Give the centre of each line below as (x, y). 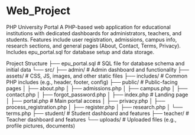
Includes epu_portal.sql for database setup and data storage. (80, 52)
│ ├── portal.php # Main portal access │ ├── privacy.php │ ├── (86, 100)
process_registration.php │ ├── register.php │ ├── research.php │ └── (95, 107)
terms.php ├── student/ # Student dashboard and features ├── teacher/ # (97, 113)
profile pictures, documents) (41, 126)
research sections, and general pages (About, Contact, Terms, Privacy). (94, 46)
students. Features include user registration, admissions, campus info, (92, 39)
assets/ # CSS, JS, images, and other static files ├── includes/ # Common (97, 76)
